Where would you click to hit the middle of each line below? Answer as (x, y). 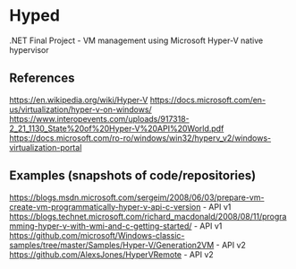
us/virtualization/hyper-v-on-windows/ (80, 109)
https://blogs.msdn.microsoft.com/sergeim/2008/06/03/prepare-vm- (137, 197)
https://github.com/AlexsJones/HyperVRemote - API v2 (112, 254)
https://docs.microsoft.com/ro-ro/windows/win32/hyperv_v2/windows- (140, 138)
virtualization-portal (46, 147)
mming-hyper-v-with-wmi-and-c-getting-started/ (101, 226)
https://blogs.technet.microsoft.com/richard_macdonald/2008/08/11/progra (148, 216)
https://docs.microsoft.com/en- (208, 100)
